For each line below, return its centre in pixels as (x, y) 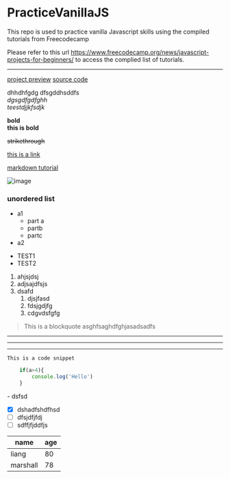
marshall (24, 465)
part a (36, 221)
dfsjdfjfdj (29, 417)
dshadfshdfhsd (38, 409)
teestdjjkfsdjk (26, 107)
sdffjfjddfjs (32, 425)
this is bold (23, 128)
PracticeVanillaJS (58, 13)
